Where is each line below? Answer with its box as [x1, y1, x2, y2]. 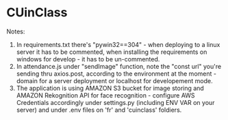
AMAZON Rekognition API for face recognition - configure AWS [16, 91, 196, 100]
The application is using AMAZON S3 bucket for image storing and [16, 84, 205, 92]
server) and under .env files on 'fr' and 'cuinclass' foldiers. [16, 106, 182, 114]
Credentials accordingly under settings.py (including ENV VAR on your [16, 98, 215, 106]
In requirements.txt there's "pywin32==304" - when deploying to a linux [16, 40, 220, 48]
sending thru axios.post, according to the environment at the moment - [16, 70, 217, 78]
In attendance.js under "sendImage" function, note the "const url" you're [16, 62, 222, 70]
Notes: [6, 27, 25, 35]
